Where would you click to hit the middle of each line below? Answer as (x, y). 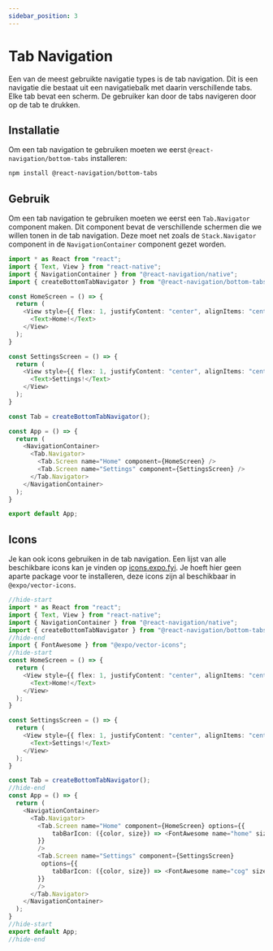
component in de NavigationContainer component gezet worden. (117, 244)
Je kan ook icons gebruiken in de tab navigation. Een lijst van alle (117, 559)
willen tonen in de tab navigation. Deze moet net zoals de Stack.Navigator (132, 236)
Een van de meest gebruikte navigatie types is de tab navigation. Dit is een (133, 79)
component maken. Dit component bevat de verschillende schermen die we (135, 227)
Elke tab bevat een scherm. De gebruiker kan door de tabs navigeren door (132, 96)
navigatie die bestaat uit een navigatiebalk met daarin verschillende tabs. (130, 87)
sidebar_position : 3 (43, 16)
